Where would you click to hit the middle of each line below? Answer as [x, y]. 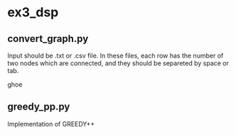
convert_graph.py [48, 39]
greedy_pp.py [39, 107]
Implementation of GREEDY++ [51, 124]
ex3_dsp [33, 12]
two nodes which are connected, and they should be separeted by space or [118, 63]
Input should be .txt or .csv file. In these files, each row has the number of [116, 55]
